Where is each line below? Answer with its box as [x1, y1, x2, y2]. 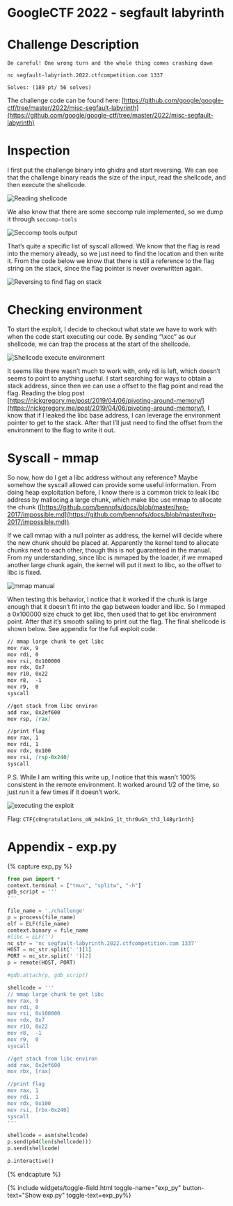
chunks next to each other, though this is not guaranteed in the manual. [7, 546, 212, 554]
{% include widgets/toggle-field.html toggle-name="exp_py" [7, 1183, 182, 1191]
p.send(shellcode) [7, 1145, 61, 1152]
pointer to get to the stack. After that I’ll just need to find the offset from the [7, 419, 223, 427]
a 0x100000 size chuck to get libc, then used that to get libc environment [7, 610, 217, 618]
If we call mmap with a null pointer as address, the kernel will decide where [7, 531, 223, 539]
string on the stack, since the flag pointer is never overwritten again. [7, 264, 203, 273]
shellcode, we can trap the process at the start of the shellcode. [7, 340, 191, 348]
